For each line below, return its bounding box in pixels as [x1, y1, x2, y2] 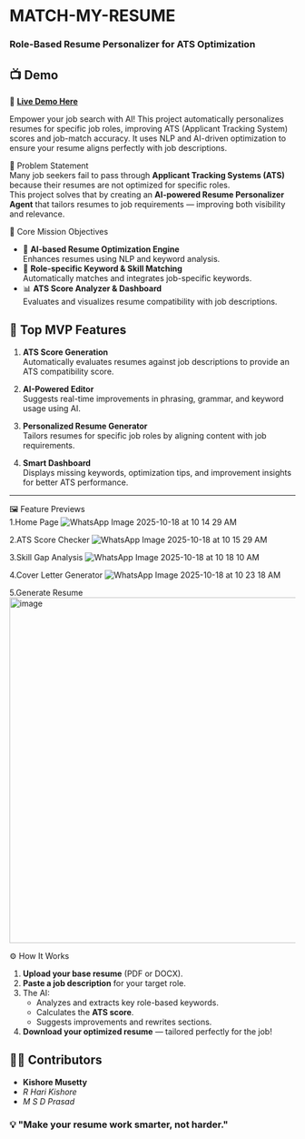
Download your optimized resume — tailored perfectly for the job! [22, 1025, 272, 1037]
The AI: [22, 987, 50, 998]
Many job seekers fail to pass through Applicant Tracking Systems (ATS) [9, 169, 285, 180]
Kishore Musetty [22, 1076, 88, 1087]
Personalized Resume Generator [22, 420, 148, 431]
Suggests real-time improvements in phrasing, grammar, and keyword [22, 393, 284, 404]
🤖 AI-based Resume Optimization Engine [22, 243, 180, 255]
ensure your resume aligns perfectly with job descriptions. [9, 142, 228, 153]
